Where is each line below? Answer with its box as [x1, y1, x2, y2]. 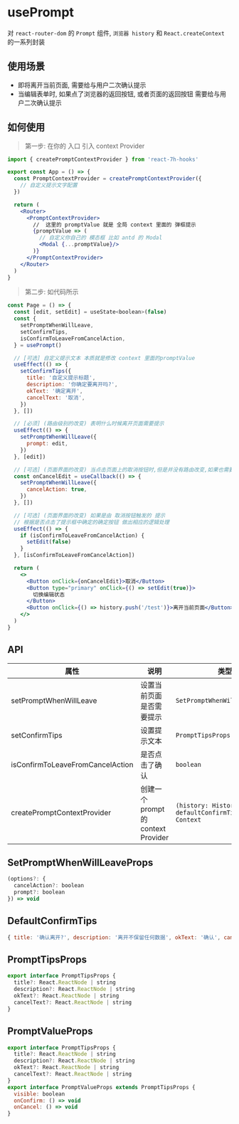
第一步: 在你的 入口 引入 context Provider [24, 142, 145, 150]
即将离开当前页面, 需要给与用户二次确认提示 [17, 80, 147, 89]
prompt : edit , [26, 440, 69, 447]
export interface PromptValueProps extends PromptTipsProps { [7, 1083, 196, 1091]
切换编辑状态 [33, 591, 65, 598]
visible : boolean [14, 1090, 65, 1098]
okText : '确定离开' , [26, 387, 83, 395]
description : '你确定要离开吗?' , [26, 381, 118, 388]
